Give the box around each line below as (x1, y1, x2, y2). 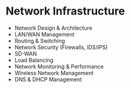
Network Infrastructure (5, 4, 126, 18)
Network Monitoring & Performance (14, 62, 104, 70)
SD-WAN (14, 50, 37, 57)
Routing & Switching (14, 37, 65, 44)
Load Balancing (14, 56, 54, 64)
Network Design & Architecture (14, 24, 92, 31)
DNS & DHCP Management (14, 76, 82, 83)
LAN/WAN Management (14, 30, 75, 38)
